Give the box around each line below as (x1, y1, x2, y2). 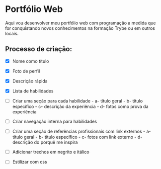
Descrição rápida (12, 78, 48, 84)
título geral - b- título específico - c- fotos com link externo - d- (12, 134, 143, 140)
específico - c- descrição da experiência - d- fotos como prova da (12, 103, 149, 110)
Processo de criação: (5, 45, 73, 53)
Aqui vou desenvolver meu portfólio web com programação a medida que (5, 20, 156, 26)
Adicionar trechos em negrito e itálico (12, 149, 89, 155)
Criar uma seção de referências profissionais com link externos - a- (12, 128, 151, 135)
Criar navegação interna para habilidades (12, 118, 97, 125)
